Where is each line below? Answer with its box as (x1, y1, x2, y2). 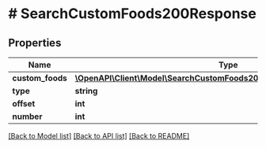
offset (12, 98, 36, 109)
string (74, 86, 98, 96)
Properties (8, 36, 62, 50)
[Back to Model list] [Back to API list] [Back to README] (8, 131, 190, 140)
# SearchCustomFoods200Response (8, 5, 257, 23)
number (12, 111, 43, 122)
